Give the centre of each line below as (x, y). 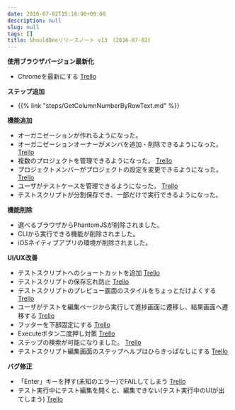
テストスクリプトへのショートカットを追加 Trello (89, 273)
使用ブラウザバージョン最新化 (51, 62)
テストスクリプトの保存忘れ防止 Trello (73, 282)
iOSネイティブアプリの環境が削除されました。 (85, 243)
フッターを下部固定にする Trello (64, 325)
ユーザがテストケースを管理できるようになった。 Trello (98, 186)
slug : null (23, 27)
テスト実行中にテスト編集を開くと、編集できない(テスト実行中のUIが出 (121, 390)
